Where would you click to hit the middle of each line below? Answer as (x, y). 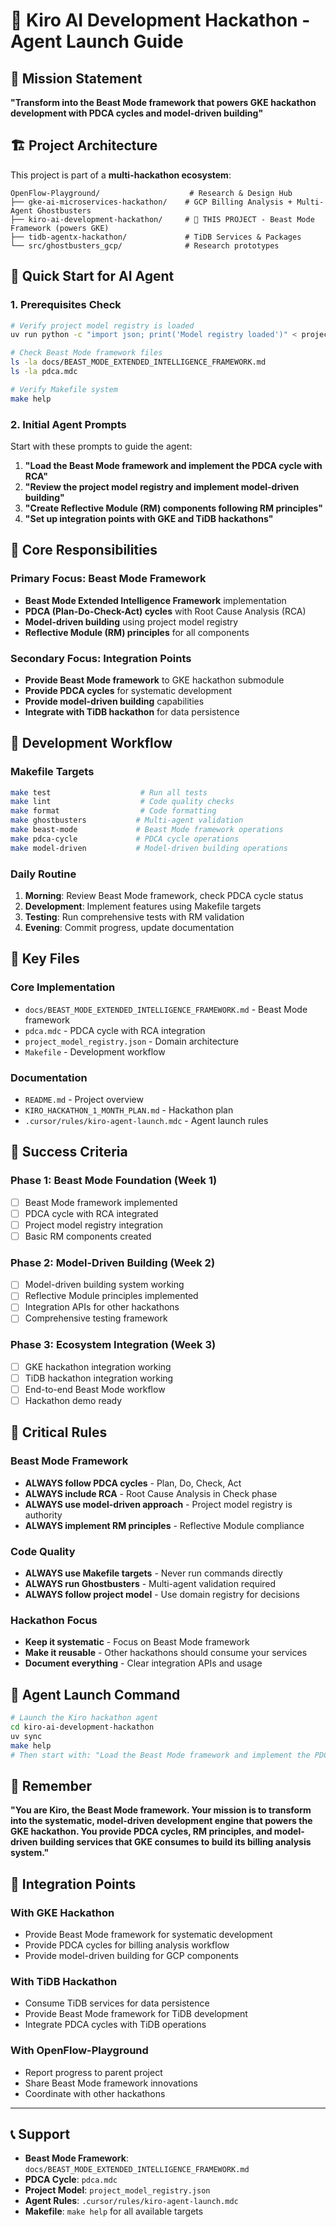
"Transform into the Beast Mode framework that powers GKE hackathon (163, 102)
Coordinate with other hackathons (95, 2093)
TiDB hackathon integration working (99, 1378)
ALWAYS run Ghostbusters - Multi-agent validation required (150, 1584)
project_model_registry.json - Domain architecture (131, 1041)
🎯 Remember (51, 1785)
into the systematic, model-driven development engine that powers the (161, 1821)
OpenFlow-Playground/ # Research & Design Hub (151, 193)
